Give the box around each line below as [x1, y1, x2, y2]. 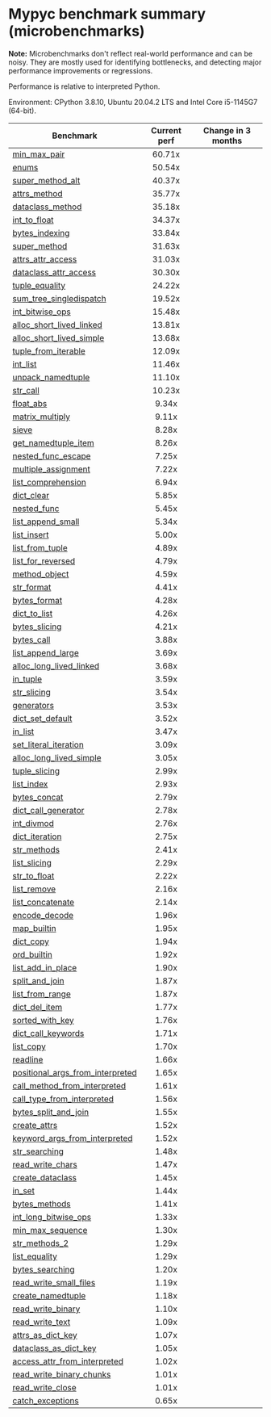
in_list [12, 726, 35, 737]
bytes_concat [12, 791, 64, 803]
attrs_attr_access [12, 254, 77, 265]
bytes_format [12, 594, 63, 606]
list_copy [12, 1041, 46, 1052]
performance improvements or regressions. [8, 65, 153, 75]
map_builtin [12, 922, 56, 933]
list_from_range [12, 988, 71, 1000]
